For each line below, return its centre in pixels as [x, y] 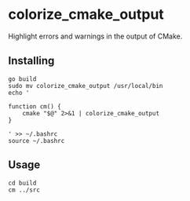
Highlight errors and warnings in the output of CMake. [95, 36]
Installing [31, 61]
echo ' [19, 93]
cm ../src [24, 190]
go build [22, 79]
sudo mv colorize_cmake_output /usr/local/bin [86, 86]
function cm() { [35, 106]
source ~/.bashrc [37, 141]
